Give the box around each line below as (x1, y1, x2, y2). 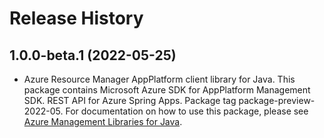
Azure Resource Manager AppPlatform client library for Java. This (23, 73, 296, 85)
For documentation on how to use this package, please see (65, 105, 309, 117)
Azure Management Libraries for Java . (23, 116, 183, 127)
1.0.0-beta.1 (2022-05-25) (9, 47, 177, 64)
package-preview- (238, 95, 316, 106)
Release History (9, 7, 144, 30)
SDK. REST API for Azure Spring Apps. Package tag (23, 95, 237, 106)
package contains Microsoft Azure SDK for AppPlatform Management (23, 84, 311, 96)
